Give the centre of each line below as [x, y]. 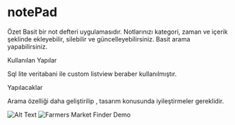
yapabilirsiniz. [28, 46]
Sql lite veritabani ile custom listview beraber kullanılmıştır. [92, 74]
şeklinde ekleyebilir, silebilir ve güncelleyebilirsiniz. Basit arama [99, 39]
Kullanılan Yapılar [32, 60]
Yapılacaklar [25, 87]
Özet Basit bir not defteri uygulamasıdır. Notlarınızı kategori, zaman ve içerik [117, 32]
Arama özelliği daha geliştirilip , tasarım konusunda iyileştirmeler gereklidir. [116, 101]
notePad [32, 12]
